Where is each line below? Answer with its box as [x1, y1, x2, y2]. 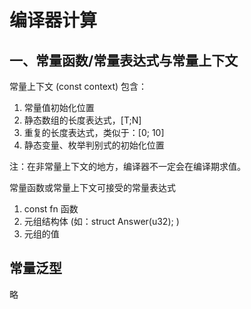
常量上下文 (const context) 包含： [9, 81, 148, 92]
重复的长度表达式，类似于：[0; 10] [23, 127, 165, 138]
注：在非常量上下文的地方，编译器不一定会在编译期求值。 [9, 161, 246, 172]
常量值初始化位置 [23, 102, 95, 113]
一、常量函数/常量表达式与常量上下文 [9, 52, 239, 69]
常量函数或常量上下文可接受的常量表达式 [9, 182, 176, 193]
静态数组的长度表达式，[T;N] [23, 114, 142, 126]
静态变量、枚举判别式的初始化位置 [23, 139, 165, 151]
